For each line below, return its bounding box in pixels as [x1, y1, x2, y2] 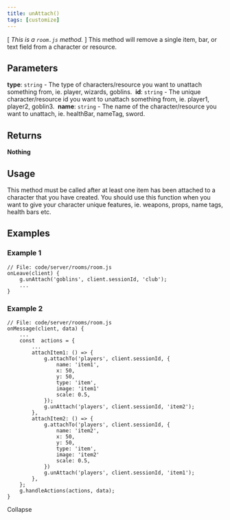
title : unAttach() [7, 10, 60, 17]
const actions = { [19, 337, 76, 344]
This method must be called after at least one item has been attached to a [7, 186, 216, 194]
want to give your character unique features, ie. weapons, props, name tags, [7, 200, 223, 209]
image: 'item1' [56, 385, 100, 392]
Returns [7, 130, 43, 141]
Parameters [7, 62, 58, 74]
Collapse [7, 505, 32, 513]
